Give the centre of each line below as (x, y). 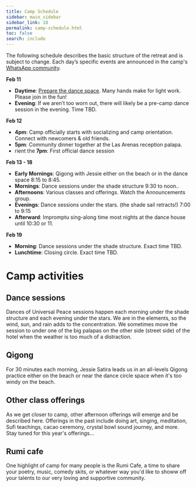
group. (23, 198)
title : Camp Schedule (32, 11)
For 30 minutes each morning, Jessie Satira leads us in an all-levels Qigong (97, 369)
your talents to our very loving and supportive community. (76, 478)
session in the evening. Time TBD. (56, 109)
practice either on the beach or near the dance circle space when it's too (94, 376)
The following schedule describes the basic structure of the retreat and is (94, 55)
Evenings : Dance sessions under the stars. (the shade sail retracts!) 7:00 (102, 205)
